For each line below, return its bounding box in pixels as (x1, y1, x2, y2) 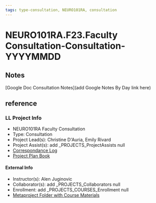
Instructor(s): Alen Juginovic (12, 176, 73, 182)
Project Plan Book (12, 153, 50, 159)
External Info (5, 164, 33, 171)
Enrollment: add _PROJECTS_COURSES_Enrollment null (12, 186, 129, 193)
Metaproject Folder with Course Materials (12, 192, 100, 198)
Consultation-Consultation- (5, 40, 126, 51)
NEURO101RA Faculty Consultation (12, 126, 85, 132)
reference (5, 99, 37, 108)
